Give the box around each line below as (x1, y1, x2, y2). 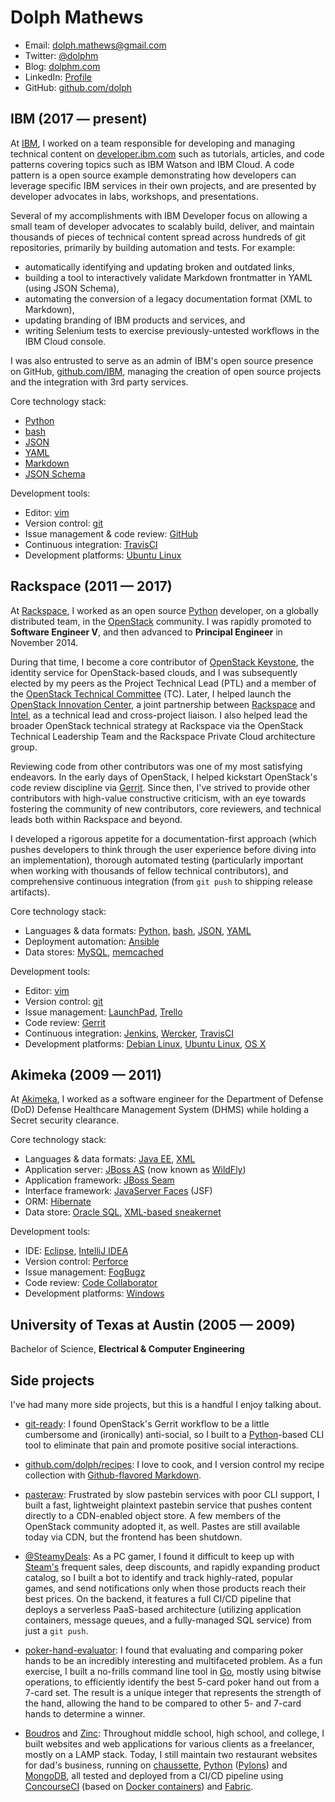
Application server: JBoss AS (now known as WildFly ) (24, 1164, 247, 1176)
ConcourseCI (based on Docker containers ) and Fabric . (24, 1781, 254, 1792)
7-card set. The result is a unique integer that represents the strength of (24, 1687, 322, 1698)
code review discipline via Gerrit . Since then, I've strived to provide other (10, 781, 311, 793)
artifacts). (10, 886, 51, 898)
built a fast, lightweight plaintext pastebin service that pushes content (24, 1499, 312, 1511)
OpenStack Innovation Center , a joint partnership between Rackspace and (10, 698, 316, 710)
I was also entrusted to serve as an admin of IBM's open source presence (10, 354, 314, 366)
